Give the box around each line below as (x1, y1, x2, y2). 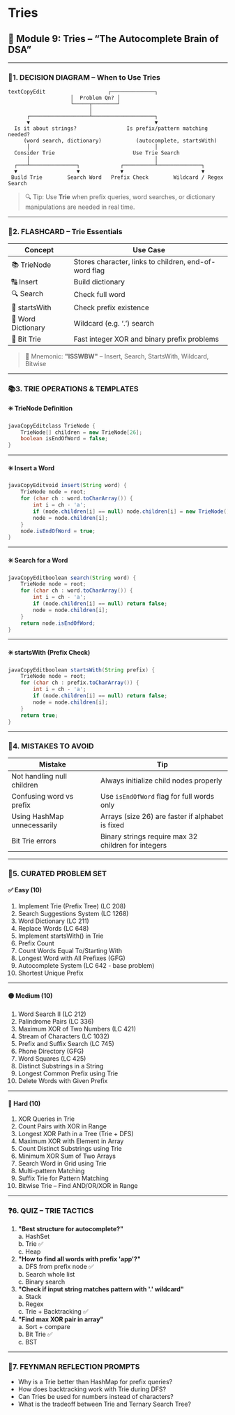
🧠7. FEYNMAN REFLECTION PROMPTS (8, 1361, 140, 1371)
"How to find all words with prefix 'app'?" (17, 1254, 142, 1263)
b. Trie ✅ (17, 1239, 44, 1248)
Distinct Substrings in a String (17, 1062, 104, 1071)
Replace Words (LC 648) (17, 924, 89, 932)
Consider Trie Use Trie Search (14, 150, 180, 157)
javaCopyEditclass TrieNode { (8, 422, 96, 429)
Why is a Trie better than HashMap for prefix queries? (17, 1377, 173, 1386)
